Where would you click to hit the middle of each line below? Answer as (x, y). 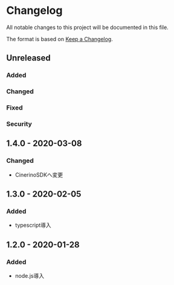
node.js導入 (30, 276)
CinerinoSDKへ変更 (39, 175)
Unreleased (29, 58)
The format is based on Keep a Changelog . (60, 39)
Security (19, 124)
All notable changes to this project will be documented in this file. (88, 27)
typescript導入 (33, 225)
